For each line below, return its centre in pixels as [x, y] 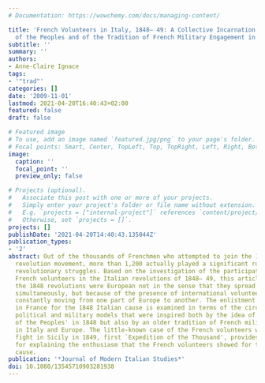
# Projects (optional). [47, 190]
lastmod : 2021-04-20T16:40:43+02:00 [68, 103]
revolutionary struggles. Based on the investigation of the [118, 271]
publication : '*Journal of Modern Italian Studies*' [97, 359]
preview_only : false [49, 176]
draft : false [30, 118]
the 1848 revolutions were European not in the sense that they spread [136, 286]
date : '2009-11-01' [40, 96]
